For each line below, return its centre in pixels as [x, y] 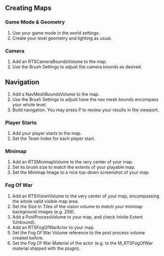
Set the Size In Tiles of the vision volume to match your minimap [77, 206]
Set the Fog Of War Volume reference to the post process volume [79, 232]
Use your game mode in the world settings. [56, 33]
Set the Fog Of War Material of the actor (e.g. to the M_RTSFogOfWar [82, 243]
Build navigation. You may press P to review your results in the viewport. [85, 110]
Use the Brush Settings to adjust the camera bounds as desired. [77, 66]
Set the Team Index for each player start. [54, 139]
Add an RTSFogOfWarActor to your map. [53, 227]
